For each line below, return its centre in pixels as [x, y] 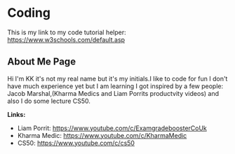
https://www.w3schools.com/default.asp [66, 39]
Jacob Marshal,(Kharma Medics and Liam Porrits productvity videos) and [113, 93]
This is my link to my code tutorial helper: [67, 32]
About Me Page [41, 62]
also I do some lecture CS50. [49, 101]
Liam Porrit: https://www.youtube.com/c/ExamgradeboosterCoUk [112, 128]
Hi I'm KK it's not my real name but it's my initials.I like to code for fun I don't [117, 78]
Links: [16, 114]
